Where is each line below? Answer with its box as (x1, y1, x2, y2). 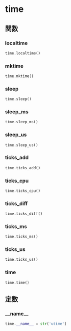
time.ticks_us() (5, 257, 38, 262)
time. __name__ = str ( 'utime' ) (5, 322, 67, 327)
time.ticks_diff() (5, 211, 43, 216)
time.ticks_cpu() (5, 188, 41, 193)
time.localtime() (5, 50, 41, 55)
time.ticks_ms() (5, 234, 38, 239)
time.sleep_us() (5, 142, 38, 147)
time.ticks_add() (5, 165, 41, 170)
